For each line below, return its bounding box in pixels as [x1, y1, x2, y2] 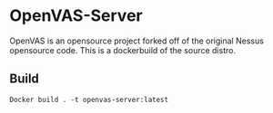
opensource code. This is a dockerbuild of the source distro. [9, 44, 237, 55]
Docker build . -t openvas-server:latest [9, 95, 169, 104]
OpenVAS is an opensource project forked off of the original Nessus [9, 35, 264, 46]
